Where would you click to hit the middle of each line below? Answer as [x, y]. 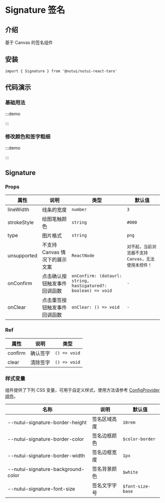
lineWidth [18, 209]
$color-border [139, 439]
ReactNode [83, 256]
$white [130, 472]
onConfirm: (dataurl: [97, 276]
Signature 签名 [35, 10]
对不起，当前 [139, 247]
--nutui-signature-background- [46, 469]
